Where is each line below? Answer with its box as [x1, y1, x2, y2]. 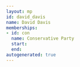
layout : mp [6, 8, 33, 15]
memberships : [6, 24, 38, 31]
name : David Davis [6, 19, 51, 25]
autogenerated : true [6, 52, 57, 58]
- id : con [6, 30, 30, 36]
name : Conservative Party [11, 36, 75, 41]
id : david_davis [6, 14, 46, 20]
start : [11, 41, 27, 47]
